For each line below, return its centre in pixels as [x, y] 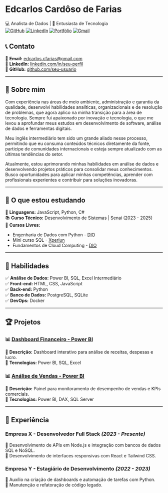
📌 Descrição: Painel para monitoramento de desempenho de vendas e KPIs [83, 389]
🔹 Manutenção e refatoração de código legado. [54, 485]
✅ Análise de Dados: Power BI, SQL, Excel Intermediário [63, 278]
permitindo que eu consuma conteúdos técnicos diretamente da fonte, [78, 143]
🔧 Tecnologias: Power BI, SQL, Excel [43, 363]
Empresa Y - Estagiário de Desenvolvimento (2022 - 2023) [78, 468]
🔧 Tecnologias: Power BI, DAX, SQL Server [49, 399]
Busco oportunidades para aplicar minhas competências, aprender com [79, 175]
